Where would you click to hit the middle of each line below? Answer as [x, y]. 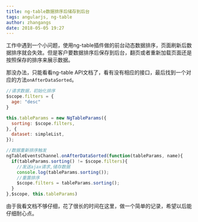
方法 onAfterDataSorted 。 [47, 80]
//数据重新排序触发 [27, 150]
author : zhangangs [29, 22]
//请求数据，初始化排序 [31, 91]
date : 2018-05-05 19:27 [35, 28]
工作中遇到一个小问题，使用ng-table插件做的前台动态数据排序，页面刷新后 [96, 45]
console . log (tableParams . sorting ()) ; [63, 172]
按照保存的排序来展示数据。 [40, 60]
